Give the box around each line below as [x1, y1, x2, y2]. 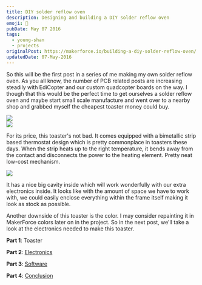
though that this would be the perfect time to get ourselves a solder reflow [6, 90, 192, 97]
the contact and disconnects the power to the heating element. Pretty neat [6, 151, 193, 158]
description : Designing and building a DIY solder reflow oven [6, 15, 170, 21]
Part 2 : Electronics [6, 248, 53, 255]
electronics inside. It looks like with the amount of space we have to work [6, 187, 190, 195]
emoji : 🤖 [6, 20, 29, 26]
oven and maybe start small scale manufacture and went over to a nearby [6, 96, 190, 104]
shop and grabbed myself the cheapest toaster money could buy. [6, 102, 170, 110]
